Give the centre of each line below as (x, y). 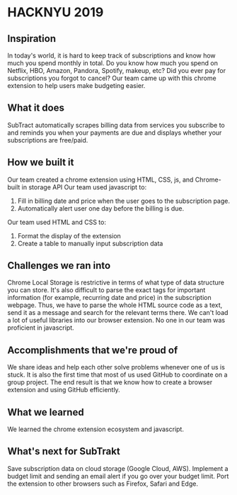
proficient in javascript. (41, 328)
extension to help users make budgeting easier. (76, 85)
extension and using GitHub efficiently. (64, 390)
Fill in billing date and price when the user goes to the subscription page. (124, 201)
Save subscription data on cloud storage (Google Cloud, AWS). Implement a (118, 468)
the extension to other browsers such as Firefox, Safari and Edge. (103, 484)
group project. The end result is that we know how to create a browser (110, 382)
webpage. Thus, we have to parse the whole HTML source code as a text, (115, 305)
